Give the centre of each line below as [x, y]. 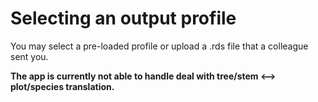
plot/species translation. [62, 86]
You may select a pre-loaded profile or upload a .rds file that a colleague [159, 46]
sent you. [29, 56]
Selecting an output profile [123, 18]
